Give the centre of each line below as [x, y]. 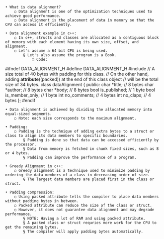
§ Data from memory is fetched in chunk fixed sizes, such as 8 [91, 149]
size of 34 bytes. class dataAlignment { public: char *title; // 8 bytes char [80, 84]
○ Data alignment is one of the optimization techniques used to [83, 11]
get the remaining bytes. [32, 227]
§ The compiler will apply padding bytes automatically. [83, 232]
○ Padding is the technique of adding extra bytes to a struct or [84, 131]
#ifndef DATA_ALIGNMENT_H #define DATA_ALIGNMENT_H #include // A [80, 69]
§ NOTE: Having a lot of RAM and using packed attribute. [84, 219]
